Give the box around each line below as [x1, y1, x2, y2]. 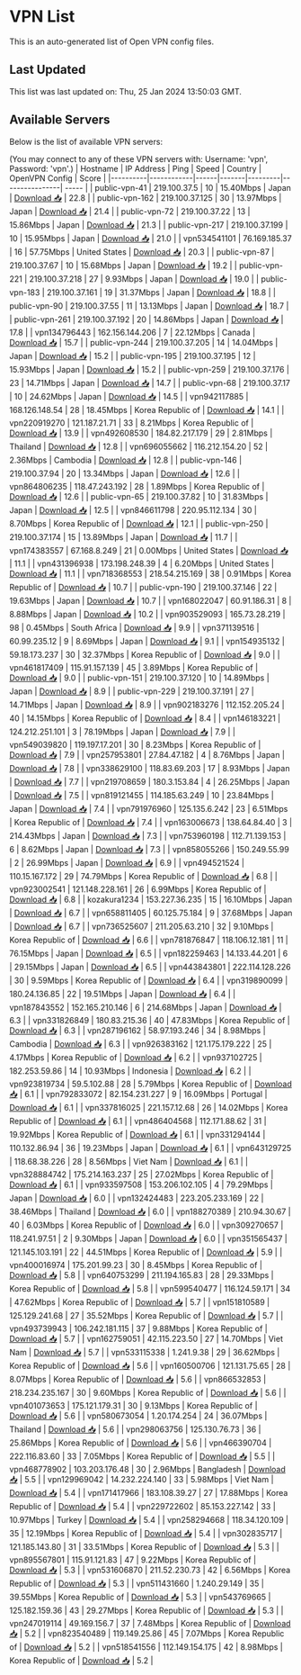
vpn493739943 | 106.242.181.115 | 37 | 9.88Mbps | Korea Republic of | [9, 1323, 268, 1334]
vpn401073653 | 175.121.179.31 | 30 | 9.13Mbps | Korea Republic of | [9, 1400, 258, 1410]
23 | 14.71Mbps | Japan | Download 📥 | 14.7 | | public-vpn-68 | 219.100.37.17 [9, 377, 290, 388]
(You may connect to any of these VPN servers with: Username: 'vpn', [9, 153, 269, 164]
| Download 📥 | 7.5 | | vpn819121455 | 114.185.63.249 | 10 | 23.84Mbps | [9, 789, 274, 800]
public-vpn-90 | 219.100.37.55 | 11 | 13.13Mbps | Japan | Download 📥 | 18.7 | [9, 300, 289, 311]
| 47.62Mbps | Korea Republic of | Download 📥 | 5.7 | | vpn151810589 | [9, 1296, 270, 1307]
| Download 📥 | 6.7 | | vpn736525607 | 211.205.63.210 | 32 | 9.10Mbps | [9, 921, 274, 932]
